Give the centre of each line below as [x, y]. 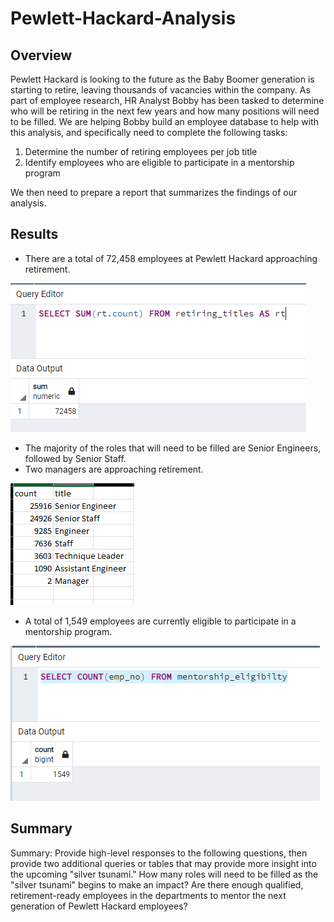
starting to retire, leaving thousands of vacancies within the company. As [160, 90]
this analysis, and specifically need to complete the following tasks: [149, 132]
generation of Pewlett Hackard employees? [99, 906]
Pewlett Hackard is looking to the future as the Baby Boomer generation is [162, 79]
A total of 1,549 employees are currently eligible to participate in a [160, 621]
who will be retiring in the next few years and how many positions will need [165, 111]
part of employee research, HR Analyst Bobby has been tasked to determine [167, 100]
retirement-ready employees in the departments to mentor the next [148, 895]
